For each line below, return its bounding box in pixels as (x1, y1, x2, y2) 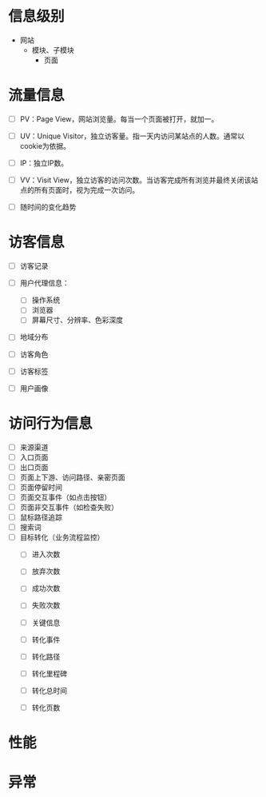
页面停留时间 (19, 482, 62, 492)
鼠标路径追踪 (19, 512, 62, 522)
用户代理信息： (19, 278, 69, 288)
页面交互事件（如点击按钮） (19, 492, 112, 502)
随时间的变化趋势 (19, 202, 77, 212)
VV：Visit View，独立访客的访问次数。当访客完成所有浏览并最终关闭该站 (19, 175, 259, 185)
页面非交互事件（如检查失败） (19, 503, 118, 512)
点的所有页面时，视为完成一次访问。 (19, 185, 140, 195)
